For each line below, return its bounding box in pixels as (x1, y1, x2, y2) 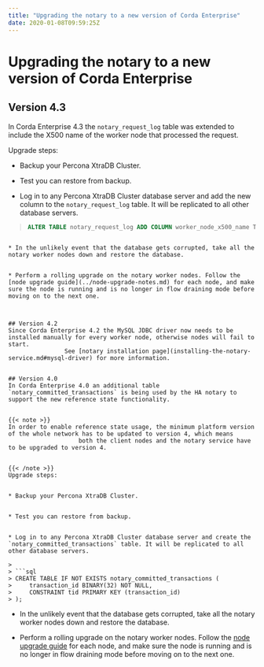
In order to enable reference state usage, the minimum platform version (8, 423, 255, 432)
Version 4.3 (8, 101, 67, 114)
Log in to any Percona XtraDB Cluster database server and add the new (19, 191, 251, 201)
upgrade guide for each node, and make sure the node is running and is (19, 641, 252, 650)
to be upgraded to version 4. (8, 444, 108, 452)
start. (8, 340, 30, 349)
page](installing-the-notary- (152, 347, 251, 355)
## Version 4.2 (8, 320, 58, 328)
